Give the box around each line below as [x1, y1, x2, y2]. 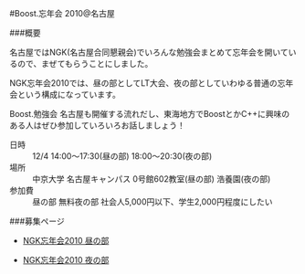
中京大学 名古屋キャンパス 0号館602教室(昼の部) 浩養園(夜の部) [32, 174, 271, 184]
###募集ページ [9, 216, 66, 227]
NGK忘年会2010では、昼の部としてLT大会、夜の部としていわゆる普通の [9, 78, 279, 89]
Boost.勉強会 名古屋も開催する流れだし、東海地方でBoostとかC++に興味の [9, 109, 290, 119]
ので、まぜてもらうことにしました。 [16, 58, 153, 68]
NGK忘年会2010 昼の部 [22, 236, 110, 246]
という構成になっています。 [16, 90, 121, 100]
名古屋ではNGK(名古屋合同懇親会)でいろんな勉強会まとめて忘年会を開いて [9, 47, 289, 58]
